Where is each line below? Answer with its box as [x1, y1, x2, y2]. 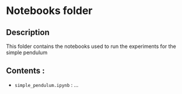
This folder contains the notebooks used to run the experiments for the [6, 43, 177, 50]
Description [6, 27, 50, 37]
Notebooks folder [6, 4, 93, 18]
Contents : [6, 66, 45, 76]
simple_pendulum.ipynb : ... [14, 81, 79, 88]
